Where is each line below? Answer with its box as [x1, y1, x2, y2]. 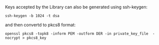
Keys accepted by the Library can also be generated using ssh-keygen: [5, 4, 148, 10]
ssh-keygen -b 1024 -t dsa [5, 14, 60, 18]
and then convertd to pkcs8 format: [5, 22, 76, 28]
